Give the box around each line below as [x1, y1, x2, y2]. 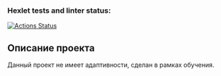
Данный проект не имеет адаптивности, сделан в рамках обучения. [7, 61, 215, 69]
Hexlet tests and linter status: [7, 6, 111, 15]
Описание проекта [7, 42, 95, 54]
